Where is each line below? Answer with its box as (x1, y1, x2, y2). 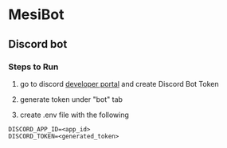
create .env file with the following (19, 110, 130, 119)
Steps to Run (8, 61, 59, 72)
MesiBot (8, 6, 65, 24)
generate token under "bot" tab (19, 94, 123, 104)
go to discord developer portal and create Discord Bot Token (19, 79, 219, 88)
